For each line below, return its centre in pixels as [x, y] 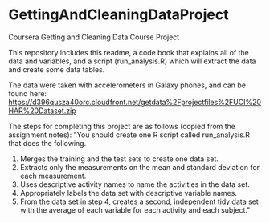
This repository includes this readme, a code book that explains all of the [129, 52]
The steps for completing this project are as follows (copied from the [122, 126]
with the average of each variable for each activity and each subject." [135, 209]
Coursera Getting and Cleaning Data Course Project [94, 37]
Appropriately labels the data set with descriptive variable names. [128, 193]
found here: [27, 93]
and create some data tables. [57, 69]
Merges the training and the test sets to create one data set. [119, 159]
